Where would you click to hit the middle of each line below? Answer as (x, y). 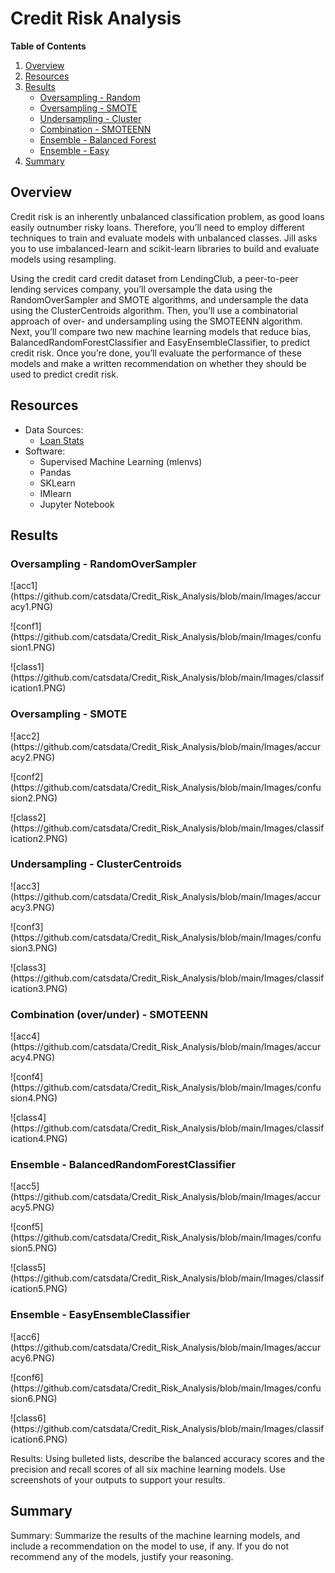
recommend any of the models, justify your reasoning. (122, 1556)
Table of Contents (48, 46)
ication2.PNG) (39, 838)
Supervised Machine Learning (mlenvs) (121, 461)
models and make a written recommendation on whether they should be (158, 363)
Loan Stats (62, 440)
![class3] (28, 967)
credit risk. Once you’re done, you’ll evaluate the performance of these (156, 353)
